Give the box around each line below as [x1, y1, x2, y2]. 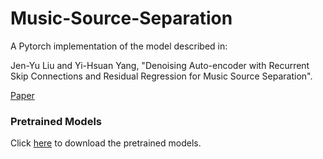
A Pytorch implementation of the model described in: [10, 40, 228, 52]
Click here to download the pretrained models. [10, 137, 202, 149]
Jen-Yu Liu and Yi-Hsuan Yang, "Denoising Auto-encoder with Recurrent [10, 59, 310, 71]
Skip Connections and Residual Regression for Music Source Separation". [10, 70, 313, 82]
